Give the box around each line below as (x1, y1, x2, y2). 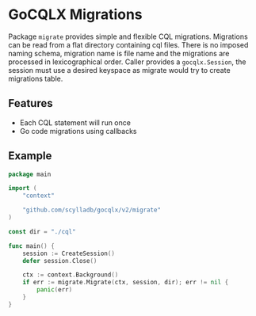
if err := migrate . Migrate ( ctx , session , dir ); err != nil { (22, 279, 229, 287)
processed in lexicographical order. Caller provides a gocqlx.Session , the (8, 57, 247, 67)
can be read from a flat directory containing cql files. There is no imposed (8, 40, 249, 49)
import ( (8, 185, 37, 192)
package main (8, 170, 52, 178)
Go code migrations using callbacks (19, 126, 137, 135)
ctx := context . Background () (22, 271, 119, 279)
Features (8, 97, 53, 110)
